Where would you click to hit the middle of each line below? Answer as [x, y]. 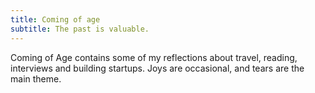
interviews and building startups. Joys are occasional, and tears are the [157, 68]
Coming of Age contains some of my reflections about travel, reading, [154, 57]
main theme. [36, 78]
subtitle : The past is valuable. [80, 29]
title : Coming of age [55, 19]
